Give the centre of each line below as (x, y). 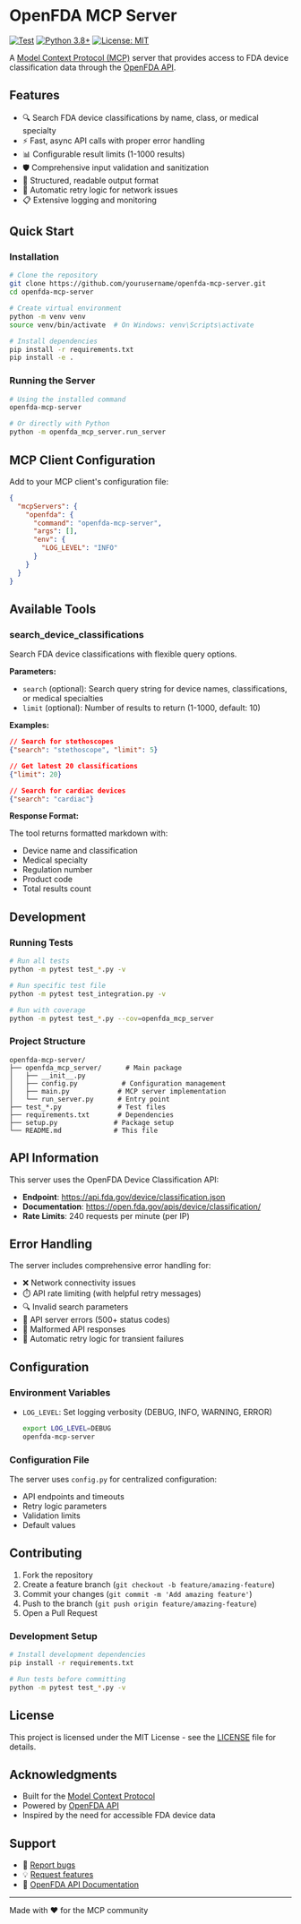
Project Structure (47, 1042)
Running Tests (41, 942)
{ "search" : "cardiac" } (52, 799)
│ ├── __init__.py (48, 1076)
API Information (54, 1158)
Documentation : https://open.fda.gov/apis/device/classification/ (142, 1207)
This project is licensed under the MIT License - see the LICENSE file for (142, 1737)
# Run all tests (39, 961)
